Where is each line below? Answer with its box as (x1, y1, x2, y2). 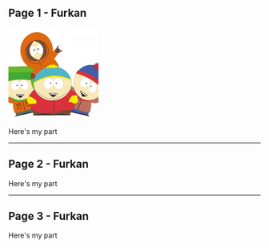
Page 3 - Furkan (8, 209, 90, 223)
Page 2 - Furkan (8, 157, 90, 171)
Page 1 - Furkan (8, 6, 87, 20)
